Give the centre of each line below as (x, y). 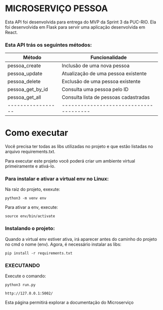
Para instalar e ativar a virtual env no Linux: (57, 179)
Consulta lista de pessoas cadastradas (106, 97)
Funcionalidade (109, 57)
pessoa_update (25, 73)
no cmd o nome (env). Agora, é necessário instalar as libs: (63, 244)
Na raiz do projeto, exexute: (33, 189)
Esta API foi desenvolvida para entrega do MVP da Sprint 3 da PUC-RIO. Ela (81, 22)
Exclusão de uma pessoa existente (101, 82)
